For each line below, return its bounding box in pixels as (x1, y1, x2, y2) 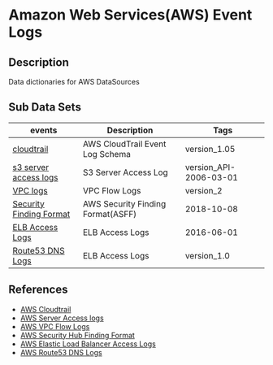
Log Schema (82, 148, 132, 159)
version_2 (184, 185, 223, 196)
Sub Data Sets (8, 100, 81, 115)
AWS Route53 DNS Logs (19, 347, 103, 357)
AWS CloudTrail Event (82, 138, 167, 150)
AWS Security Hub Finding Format (19, 330, 136, 340)
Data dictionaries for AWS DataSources (8, 77, 140, 86)
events (29, 124, 58, 136)
